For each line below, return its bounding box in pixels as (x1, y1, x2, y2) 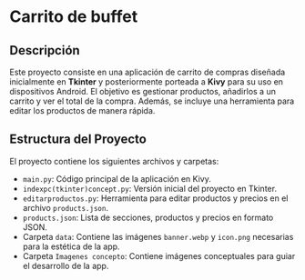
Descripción (9, 43, 80, 58)
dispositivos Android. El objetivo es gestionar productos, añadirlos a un (9, 86, 276, 96)
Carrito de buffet (9, 6, 138, 27)
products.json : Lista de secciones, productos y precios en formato (22, 212, 274, 223)
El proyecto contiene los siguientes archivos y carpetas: (9, 155, 219, 166)
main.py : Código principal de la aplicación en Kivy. (22, 173, 211, 184)
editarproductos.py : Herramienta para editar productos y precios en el (22, 193, 289, 204)
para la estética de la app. (22, 241, 120, 252)
